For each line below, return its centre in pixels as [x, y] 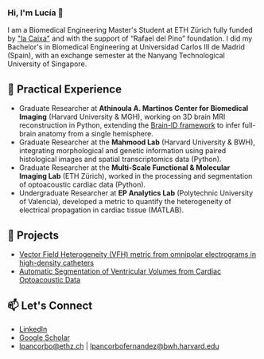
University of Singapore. [47, 64]
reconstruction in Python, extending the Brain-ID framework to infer [130, 125]
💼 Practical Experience [65, 89]
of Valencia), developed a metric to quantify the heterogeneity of [125, 202]
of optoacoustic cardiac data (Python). [82, 185]
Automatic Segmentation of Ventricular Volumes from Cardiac [120, 271]
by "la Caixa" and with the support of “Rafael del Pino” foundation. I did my [130, 38]
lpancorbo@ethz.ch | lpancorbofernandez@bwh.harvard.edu [119, 345]
